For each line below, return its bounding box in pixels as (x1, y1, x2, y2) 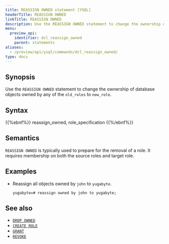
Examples (5, 167, 37, 176)
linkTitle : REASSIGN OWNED (5, 17, 62, 22)
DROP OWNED (12, 218, 36, 223)
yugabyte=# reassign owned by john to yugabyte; (12, 190, 117, 195)
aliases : (5, 45, 24, 50)
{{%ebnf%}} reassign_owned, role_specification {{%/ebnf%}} (5, 119, 134, 125)
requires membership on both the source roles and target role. (5, 152, 134, 158)
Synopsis (5, 72, 35, 81)
